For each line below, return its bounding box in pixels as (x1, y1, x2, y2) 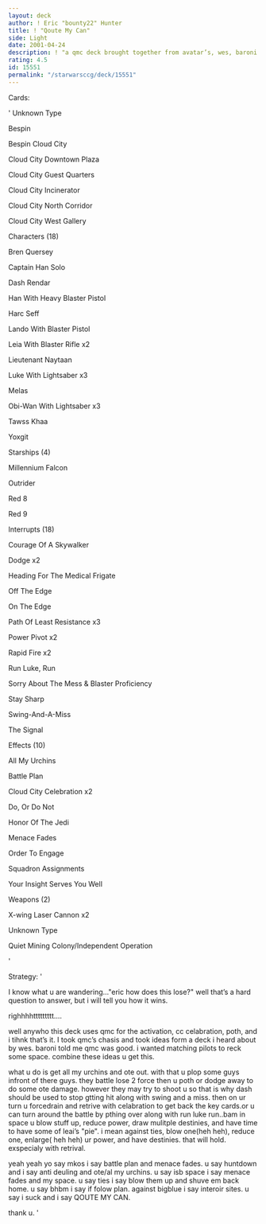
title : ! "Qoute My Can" (8, 26, 91, 34)
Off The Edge (8, 586, 52, 595)
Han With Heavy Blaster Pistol (8, 293, 106, 302)
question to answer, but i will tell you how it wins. (8, 996, 168, 1005)
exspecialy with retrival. (8, 1143, 86, 1152)
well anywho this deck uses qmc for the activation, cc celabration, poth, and (8, 1026, 258, 1035)
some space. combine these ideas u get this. (8, 1051, 155, 1061)
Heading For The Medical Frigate (8, 571, 116, 580)
